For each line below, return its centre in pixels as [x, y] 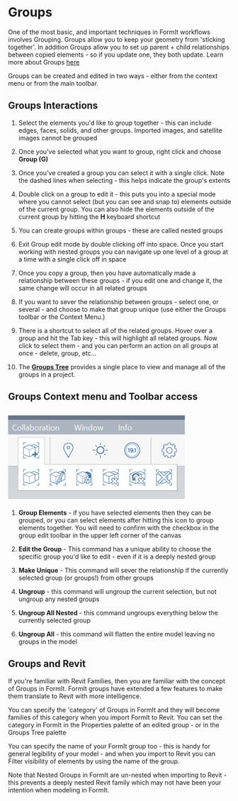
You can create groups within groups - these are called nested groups [121, 230]
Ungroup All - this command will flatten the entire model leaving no [117, 634]
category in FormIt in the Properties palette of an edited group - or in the [114, 724]
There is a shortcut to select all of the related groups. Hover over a [115, 330]
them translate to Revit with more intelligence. [75, 696]
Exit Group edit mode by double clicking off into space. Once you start [121, 244]
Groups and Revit [47, 664]
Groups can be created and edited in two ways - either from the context [113, 76]
